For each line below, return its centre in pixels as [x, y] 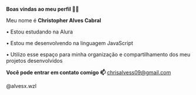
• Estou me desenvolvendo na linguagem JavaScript [70, 43]
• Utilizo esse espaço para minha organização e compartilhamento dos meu [98, 55]
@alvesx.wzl [21, 86]
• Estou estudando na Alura [40, 32]
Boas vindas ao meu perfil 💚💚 [43, 9]
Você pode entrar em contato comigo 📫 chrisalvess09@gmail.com [89, 72]
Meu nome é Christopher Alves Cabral [54, 20]
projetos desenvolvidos [34, 61]
